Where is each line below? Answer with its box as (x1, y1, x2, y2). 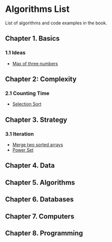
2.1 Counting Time (5, 89, 50, 96)
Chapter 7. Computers (5, 212, 74, 221)
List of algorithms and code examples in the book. (5, 20, 108, 26)
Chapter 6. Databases (5, 195, 74, 204)
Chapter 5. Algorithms (5, 178, 75, 187)
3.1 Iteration (5, 130, 34, 137)
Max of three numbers (12, 61, 58, 67)
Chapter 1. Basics (5, 34, 60, 43)
